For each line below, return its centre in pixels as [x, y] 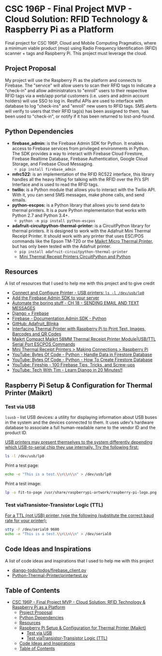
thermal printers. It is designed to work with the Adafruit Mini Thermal [81, 231]
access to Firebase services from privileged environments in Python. [81, 148]
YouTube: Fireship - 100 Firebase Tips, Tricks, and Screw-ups [74, 365]
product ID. [16, 433]
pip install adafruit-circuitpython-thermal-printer [74, 252]
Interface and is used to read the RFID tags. [55, 184]
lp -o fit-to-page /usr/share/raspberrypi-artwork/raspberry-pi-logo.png [81, 492]
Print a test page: [22, 465]
